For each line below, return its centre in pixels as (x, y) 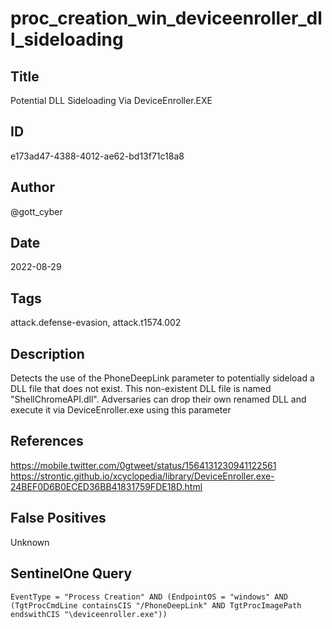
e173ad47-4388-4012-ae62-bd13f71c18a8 (97, 156)
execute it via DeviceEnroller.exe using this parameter (121, 410)
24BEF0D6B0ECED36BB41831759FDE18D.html (106, 486)
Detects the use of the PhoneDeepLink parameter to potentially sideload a (162, 378)
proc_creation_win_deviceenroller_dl (166, 18)
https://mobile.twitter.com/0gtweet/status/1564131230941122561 (143, 465)
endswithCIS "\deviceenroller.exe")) (89, 614)
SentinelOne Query (71, 573)
